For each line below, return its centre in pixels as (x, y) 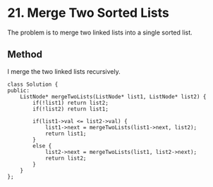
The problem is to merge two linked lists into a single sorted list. (100, 32)
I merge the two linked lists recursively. (64, 71)
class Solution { (33, 84)
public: (19, 90)
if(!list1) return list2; (71, 103)
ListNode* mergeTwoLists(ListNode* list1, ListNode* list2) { (113, 96)
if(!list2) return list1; (71, 109)
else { (42, 146)
